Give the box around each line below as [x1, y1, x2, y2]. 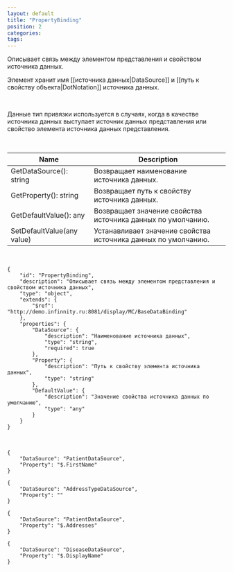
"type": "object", [19, 291, 73, 297]
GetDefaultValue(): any [10, 211, 85, 220]
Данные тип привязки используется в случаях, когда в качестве [7, 110, 199, 119]
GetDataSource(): [10, 166, 68, 176]
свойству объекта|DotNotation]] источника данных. [7, 83, 159, 92]
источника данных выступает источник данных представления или [7, 117, 207, 125]
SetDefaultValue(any [10, 226, 78, 236]
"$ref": [32, 302, 54, 309]
